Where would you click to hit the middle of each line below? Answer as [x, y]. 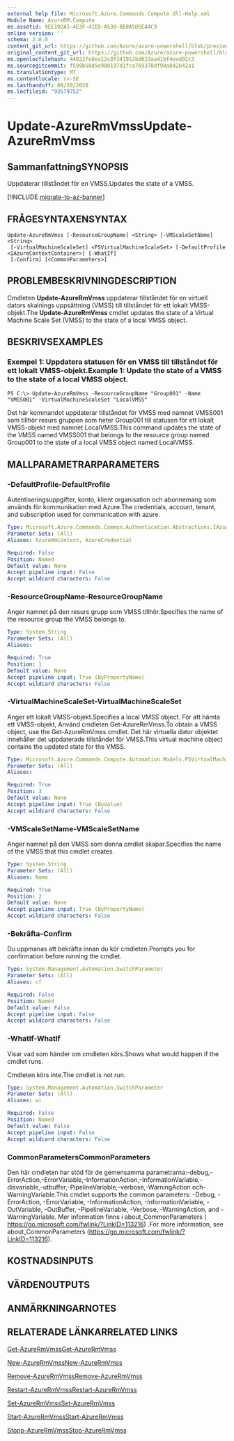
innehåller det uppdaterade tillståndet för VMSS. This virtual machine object [115, 739]
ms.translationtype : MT [42, 72]
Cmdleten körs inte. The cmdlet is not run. [67, 1075]
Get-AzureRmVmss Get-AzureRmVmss [62, 1349]
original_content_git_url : [46, 53]
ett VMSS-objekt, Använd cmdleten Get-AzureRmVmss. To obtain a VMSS [112, 724]
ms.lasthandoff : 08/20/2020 [48, 85]
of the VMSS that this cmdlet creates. [61, 851]
